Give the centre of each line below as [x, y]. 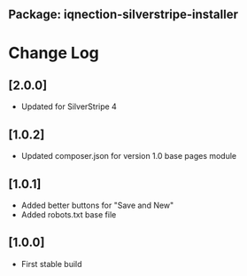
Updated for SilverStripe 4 [69, 106]
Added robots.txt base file [69, 215]
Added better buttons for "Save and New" [97, 205]
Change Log [54, 53]
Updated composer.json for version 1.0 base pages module [129, 156]
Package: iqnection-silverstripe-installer [123, 15]
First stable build [51, 264]
